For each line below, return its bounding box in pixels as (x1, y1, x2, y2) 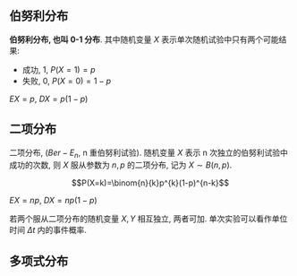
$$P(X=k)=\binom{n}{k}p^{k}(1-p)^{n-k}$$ (71, 177, 230, 188)
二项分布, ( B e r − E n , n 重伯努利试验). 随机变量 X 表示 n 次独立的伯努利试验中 (9, 147, 289, 160)
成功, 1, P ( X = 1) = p (21, 64, 96, 74)
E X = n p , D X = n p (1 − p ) (9, 195, 98, 206)
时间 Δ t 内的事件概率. (9, 225, 88, 236)
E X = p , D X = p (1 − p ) (9, 93, 89, 104)
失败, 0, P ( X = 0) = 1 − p (21, 75, 112, 86)
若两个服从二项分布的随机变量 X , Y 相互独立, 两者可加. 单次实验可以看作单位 (9, 213, 288, 224)
